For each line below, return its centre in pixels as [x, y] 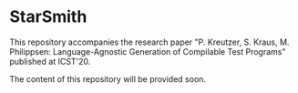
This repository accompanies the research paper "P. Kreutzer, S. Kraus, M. [149, 42]
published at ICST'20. [50, 61]
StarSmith [48, 17]
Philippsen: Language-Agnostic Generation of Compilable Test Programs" [148, 51]
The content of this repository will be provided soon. [108, 78]
